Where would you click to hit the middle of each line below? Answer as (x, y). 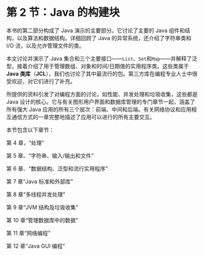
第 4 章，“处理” (25, 143)
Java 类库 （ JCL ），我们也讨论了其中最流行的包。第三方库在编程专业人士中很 (102, 73)
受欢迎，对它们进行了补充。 (41, 81)
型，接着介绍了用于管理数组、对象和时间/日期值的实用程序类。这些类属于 (98, 66)
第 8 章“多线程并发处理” (36, 194)
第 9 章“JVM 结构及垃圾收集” (42, 207)
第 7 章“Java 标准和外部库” (40, 181)
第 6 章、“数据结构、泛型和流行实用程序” (57, 168)
